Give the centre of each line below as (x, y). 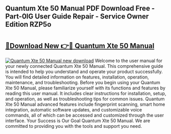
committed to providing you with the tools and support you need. (74, 126)
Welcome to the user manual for (129, 61)
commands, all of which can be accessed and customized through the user (85, 115)
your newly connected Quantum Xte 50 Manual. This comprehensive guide (84, 66)
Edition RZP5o (28, 24)
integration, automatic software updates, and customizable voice (74, 110)
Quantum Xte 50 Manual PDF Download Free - (80, 8)
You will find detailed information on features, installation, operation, (77, 77)
